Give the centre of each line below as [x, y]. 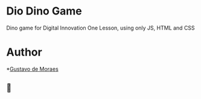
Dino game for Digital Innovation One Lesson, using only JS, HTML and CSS [101, 28]
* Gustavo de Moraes [32, 69]
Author [24, 52]
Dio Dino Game [44, 11]
